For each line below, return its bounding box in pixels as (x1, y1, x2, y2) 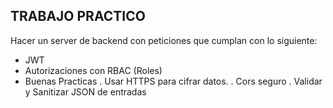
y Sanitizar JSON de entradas (24, 85, 147, 98)
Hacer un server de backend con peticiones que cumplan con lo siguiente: (10, 34, 318, 46)
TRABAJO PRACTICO (10, 8, 146, 25)
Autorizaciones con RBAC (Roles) (24, 64, 163, 76)
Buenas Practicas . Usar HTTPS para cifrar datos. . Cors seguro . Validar (24, 75, 323, 87)
